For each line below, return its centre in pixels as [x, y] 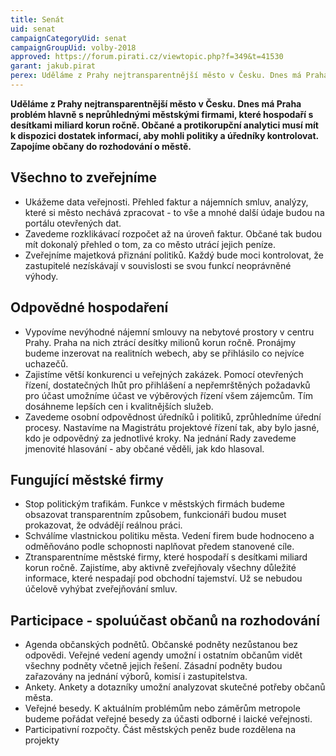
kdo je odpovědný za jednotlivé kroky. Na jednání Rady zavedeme [160, 438]
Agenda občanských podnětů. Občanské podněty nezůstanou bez [161, 645]
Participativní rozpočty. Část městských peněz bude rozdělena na [160, 730]
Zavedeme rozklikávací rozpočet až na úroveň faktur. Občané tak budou [173, 233]
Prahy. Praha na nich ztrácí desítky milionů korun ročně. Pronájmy [160, 342]
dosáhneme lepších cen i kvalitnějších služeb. [119, 406]
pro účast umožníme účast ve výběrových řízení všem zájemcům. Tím [168, 395]
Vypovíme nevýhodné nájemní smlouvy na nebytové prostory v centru [169, 332]
